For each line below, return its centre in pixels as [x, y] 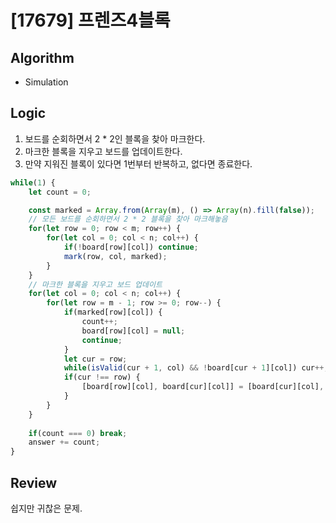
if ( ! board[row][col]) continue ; [131, 247]
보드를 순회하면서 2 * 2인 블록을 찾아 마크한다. [115, 138]
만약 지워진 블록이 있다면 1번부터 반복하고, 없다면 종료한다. [138, 163]
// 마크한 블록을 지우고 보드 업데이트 [95, 284]
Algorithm [42, 57]
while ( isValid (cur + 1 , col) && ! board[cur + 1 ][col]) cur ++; [196, 368]
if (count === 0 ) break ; [78, 433]
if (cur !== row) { [102, 377]
